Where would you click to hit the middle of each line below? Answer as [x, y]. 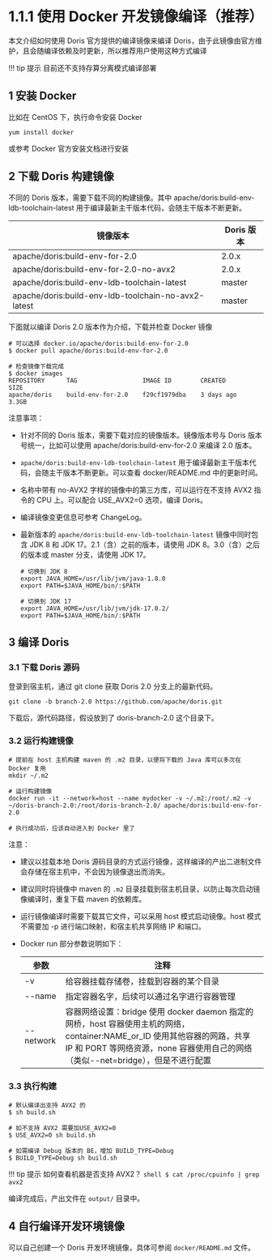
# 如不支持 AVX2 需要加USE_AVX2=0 [62, 1128]
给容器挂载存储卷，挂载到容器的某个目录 [142, 981]
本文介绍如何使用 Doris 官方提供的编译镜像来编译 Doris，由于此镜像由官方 [132, 41]
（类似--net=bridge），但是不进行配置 [138, 1060]
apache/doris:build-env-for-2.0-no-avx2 [94, 269]
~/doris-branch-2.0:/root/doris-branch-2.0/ [85, 805]
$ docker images [36, 374]
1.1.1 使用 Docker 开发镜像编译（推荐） [136, 17]
